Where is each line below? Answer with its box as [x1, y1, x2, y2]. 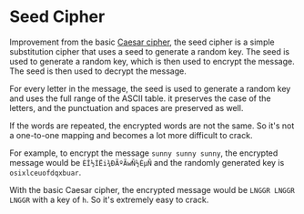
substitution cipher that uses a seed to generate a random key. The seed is [9, 46, 289, 56]
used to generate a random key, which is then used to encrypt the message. [9, 56, 295, 66]
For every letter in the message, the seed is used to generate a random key [9, 83, 291, 94]
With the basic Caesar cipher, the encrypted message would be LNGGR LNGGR [9, 184, 296, 195]
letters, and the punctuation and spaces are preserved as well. [9, 102, 244, 113]
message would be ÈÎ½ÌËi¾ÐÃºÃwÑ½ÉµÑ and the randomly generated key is [9, 157, 285, 168]
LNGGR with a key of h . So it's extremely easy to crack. [9, 194, 209, 205]
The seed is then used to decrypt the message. [9, 66, 187, 76]
